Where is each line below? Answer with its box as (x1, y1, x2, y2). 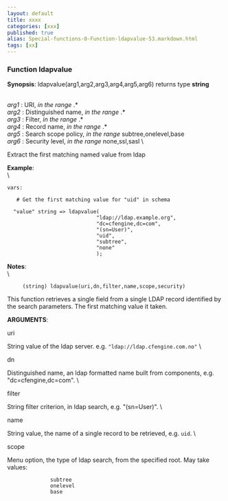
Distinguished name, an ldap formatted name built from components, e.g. (7, 369, 214, 377)
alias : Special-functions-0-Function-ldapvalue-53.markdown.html (7, 36, 198, 43)
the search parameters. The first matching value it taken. (7, 303, 168, 311)
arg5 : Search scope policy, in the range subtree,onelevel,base (7, 130, 185, 138)
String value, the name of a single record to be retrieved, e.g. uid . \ (7, 430, 196, 438)
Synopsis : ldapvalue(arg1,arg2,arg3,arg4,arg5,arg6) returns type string (7, 80, 209, 89)
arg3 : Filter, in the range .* (7, 115, 84, 124)
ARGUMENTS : (7, 316, 49, 324)
